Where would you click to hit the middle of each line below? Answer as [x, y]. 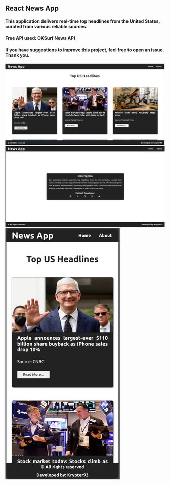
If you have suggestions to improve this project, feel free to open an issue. [85, 50]
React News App [32, 8]
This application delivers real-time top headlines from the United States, [83, 21]
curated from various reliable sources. [46, 26]
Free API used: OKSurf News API [40, 38]
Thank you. [17, 55]
